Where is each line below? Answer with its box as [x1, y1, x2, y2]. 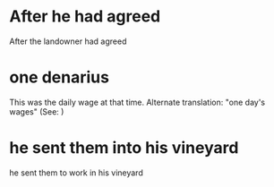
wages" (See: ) [9, 106, 64, 117]
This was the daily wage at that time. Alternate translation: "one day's [9, 97, 266, 107]
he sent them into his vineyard [9, 138, 239, 158]
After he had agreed [9, 6, 161, 27]
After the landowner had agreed [9, 36, 127, 47]
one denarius [9, 67, 110, 88]
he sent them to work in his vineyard [9, 167, 143, 178]
